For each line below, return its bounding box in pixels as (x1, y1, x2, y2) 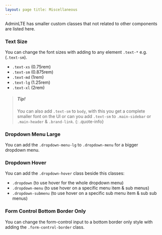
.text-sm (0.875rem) (12, 69, 54, 75)
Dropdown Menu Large (5, 131, 61, 138)
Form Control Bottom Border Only (5, 208, 86, 214)
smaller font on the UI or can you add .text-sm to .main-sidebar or (17, 113, 151, 119)
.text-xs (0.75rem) (12, 64, 51, 70)
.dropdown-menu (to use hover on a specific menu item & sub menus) (12, 185, 150, 191)
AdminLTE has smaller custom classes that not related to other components (5, 21, 158, 26)
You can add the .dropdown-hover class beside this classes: (5, 170, 125, 176)
